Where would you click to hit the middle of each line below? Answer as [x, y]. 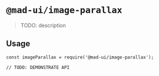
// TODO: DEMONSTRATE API [38, 67]
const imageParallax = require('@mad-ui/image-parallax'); [80, 57]
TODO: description [43, 25]
